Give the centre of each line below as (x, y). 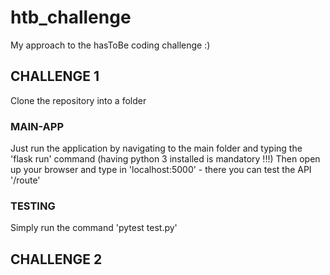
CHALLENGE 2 (56, 259)
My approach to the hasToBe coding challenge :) (110, 45)
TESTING (33, 206)
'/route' (25, 180)
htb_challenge (71, 17)
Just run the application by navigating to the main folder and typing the (156, 148)
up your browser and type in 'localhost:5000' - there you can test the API (161, 170)
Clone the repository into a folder (78, 100)
